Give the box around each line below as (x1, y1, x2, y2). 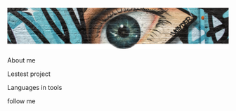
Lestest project (7, 70, 51, 78)
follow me (7, 97, 36, 105)
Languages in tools (7, 84, 63, 91)
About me (7, 56, 36, 64)
